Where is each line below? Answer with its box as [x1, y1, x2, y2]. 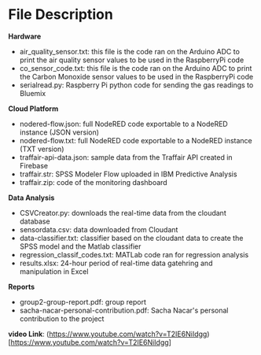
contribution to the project [19, 313, 105, 324]
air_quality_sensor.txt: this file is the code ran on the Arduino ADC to [19, 46, 240, 56]
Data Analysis [8, 193, 55, 202]
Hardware [8, 31, 42, 41]
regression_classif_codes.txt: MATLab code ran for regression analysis [19, 250, 249, 259]
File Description [8, 6, 114, 24]
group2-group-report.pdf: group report [19, 297, 147, 306]
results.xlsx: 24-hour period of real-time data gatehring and [19, 258, 213, 268]
